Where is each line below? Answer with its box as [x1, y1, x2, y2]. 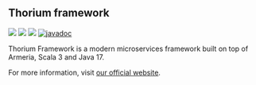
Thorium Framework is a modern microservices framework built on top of [8, 44, 249, 53]
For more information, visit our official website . [8, 68, 161, 77]
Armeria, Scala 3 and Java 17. [8, 52, 105, 62]
